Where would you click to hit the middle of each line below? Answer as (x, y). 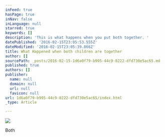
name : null (21, 79)
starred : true (20, 28)
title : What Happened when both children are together (64, 51)
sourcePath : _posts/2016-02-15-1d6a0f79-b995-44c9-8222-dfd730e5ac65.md (83, 61)
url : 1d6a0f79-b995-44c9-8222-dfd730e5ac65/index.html (64, 98)
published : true (22, 65)
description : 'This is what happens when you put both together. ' (77, 38)
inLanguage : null (23, 24)
